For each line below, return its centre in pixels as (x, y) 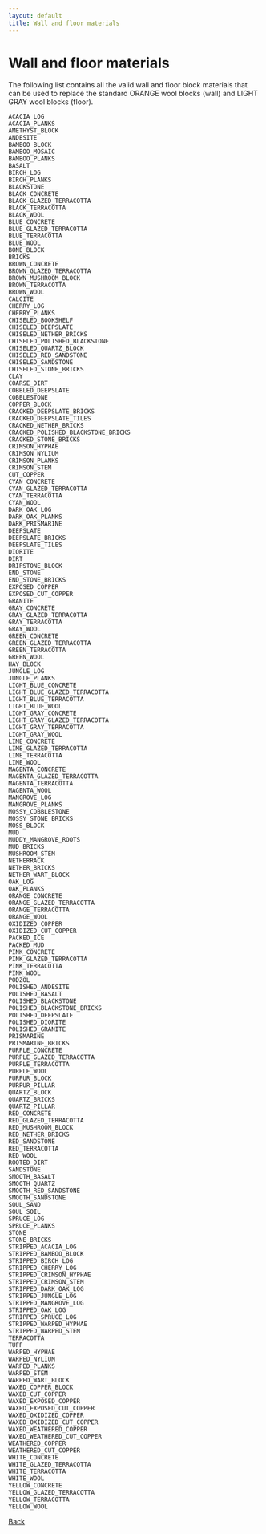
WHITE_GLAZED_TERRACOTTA (50, 1465)
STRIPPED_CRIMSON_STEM (46, 1282)
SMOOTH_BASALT (32, 1177)
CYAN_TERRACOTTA (35, 496)
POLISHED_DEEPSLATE (41, 1016)
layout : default (35, 16)
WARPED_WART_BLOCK (39, 1381)
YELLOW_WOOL (28, 1507)
